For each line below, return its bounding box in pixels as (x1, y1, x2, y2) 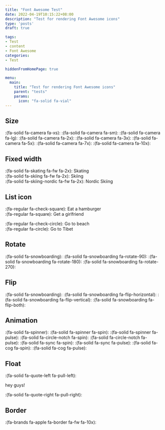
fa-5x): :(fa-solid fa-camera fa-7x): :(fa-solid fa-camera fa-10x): (21, 141, 151, 146)
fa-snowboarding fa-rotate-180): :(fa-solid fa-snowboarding (16, 258, 138, 265)
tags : (5, 35, 16, 40)
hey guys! (5, 382, 26, 388)
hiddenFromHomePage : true (5, 66, 58, 72)
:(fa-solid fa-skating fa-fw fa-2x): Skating (5, 168, 89, 174)
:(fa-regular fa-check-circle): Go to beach (5, 221, 90, 227)
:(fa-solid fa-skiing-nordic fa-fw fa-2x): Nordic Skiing (5, 179, 113, 185)
